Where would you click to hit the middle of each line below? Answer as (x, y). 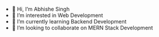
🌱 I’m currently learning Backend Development (69, 21)
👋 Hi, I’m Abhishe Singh (41, 9)
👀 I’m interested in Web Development (57, 15)
